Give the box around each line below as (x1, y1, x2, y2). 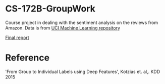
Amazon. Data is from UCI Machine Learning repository (5, 24, 120, 30)
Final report (5, 34, 29, 40)
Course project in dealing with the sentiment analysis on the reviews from (5, 19, 158, 25)
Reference (5, 52, 49, 63)
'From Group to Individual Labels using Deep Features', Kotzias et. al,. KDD (5, 68, 160, 74)
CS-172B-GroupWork (5, 3, 96, 14)
